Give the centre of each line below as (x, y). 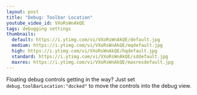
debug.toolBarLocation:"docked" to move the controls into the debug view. (99, 85)
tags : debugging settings (39, 29)
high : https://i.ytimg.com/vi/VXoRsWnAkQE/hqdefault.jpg (85, 51)
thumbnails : (21, 34)
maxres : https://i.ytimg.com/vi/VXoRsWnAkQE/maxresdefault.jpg (92, 62)
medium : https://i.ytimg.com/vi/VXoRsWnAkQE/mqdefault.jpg (87, 46)
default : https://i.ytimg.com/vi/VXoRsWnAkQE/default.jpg (86, 40)
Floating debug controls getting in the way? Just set (71, 79)
